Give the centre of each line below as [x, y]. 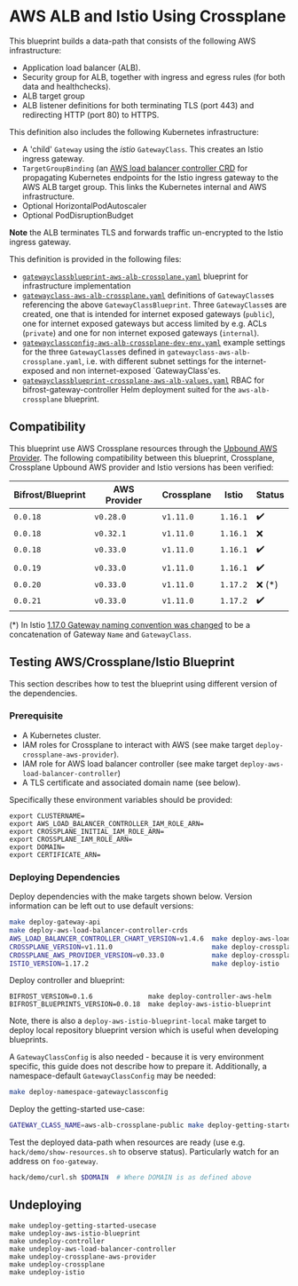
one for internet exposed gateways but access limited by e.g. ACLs [145, 323]
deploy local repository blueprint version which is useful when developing [144, 1030]
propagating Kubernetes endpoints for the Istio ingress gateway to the [150, 177]
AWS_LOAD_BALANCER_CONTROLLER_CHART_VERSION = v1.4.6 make [118, 939]
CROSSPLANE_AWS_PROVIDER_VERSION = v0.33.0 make [118, 955]
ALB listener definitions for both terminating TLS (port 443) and [138, 105]
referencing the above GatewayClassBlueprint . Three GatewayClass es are [154, 305]
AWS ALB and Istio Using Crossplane [148, 16]
